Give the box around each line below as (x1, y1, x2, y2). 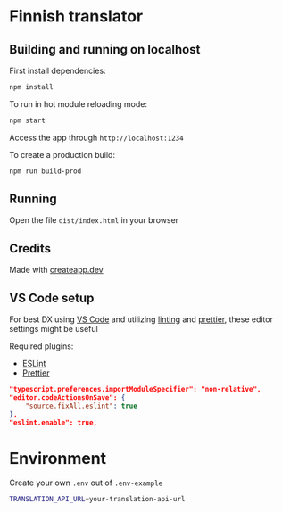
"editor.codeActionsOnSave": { (9, 392, 126, 402)
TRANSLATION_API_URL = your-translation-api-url (9, 495, 186, 504)
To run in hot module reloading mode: (9, 98, 147, 109)
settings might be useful (9, 324, 98, 334)
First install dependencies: (9, 65, 106, 76)
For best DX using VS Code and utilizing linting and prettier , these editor (9, 314, 274, 325)
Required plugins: (9, 341, 74, 351)
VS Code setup (9, 290, 95, 305)
